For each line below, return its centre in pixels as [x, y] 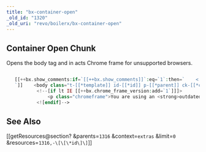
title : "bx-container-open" [42, 12]
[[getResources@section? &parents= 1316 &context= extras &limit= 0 [91, 136]
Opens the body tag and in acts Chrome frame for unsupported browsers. [100, 63]
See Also [24, 121]
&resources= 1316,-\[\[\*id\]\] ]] [49, 143]
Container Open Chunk [51, 48]
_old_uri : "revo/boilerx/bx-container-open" [64, 23]
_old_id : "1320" [27, 18]
